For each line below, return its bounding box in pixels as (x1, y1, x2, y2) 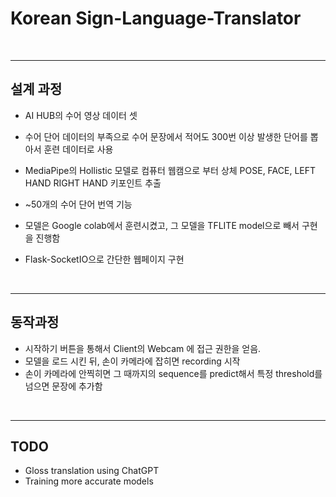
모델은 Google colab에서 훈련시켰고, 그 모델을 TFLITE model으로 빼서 (24, 219, 300, 231)
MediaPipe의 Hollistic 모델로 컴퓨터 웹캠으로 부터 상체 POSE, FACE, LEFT (24, 164, 317, 176)
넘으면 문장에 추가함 (24, 380, 103, 392)
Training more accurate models (24, 475, 154, 487)
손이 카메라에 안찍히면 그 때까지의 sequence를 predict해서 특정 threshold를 (24, 367, 323, 379)
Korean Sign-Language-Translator (10, 7, 302, 30)
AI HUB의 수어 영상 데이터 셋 (24, 109, 138, 121)
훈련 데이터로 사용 (43, 143, 114, 155)
